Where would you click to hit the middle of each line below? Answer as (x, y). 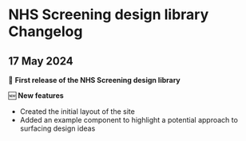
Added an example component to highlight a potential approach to (129, 120)
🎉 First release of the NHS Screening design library (95, 80)
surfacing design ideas (58, 128)
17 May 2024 (41, 61)
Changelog (46, 31)
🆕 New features (36, 96)
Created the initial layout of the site (77, 112)
